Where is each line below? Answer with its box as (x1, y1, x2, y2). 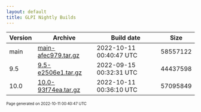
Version (9, 34, 32, 42)
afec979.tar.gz (38, 51, 80, 59)
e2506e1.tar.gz (38, 68, 83, 77)
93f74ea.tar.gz (38, 85, 81, 93)
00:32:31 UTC (96, 68, 138, 77)
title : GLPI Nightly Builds (6, 14, 77, 20)
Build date (111, 34, 141, 42)
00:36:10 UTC (96, 85, 138, 93)
